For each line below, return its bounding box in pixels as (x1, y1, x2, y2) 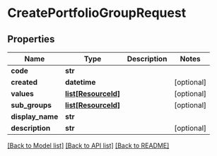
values (11, 89, 34, 98)
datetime (64, 78, 96, 87)
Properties (7, 33, 55, 45)
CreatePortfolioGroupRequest (7, 5, 187, 21)
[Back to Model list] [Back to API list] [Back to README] (7, 141, 170, 150)
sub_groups (11, 100, 52, 110)
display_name (11, 112, 59, 121)
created (11, 78, 37, 87)
